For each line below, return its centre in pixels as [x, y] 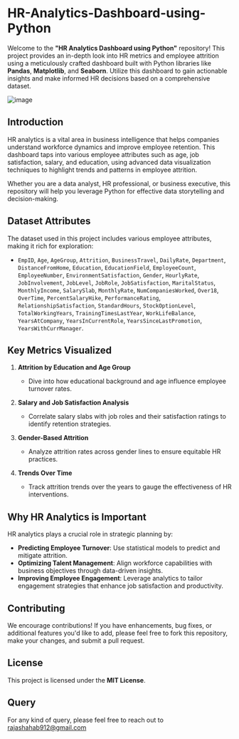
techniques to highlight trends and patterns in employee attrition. [102, 170]
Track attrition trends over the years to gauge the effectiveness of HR [130, 487]
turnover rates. [50, 389]
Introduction [36, 122]
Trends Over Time [45, 473]
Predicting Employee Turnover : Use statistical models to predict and [119, 548]
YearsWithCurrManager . [51, 328]
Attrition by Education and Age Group [74, 367]
